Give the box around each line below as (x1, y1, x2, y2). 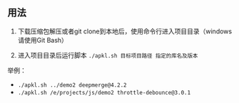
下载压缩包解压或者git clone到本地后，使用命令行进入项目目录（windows (17, 27, 233, 36)
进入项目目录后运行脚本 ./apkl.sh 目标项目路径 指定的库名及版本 (17, 50, 198, 59)
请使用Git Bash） (17, 36, 68, 44)
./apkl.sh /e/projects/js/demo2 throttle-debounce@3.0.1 (17, 89, 191, 96)
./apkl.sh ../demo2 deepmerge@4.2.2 (17, 81, 127, 89)
